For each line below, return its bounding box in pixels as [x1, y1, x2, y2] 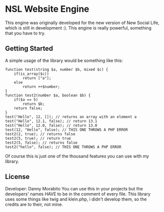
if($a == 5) [14, 97, 38, 102]
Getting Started [5, 44, 53, 53]
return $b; [23, 101, 45, 106]
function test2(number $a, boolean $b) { [5, 92, 91, 98]
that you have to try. [5, 30, 46, 36]
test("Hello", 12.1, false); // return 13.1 [5, 119, 97, 123]
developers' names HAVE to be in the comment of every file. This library [5, 191, 151, 197]
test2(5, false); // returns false [5, 140, 78, 145]
